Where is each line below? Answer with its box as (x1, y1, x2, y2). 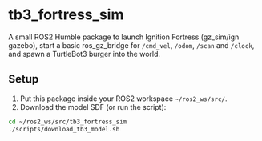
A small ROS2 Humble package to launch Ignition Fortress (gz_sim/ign (8, 32, 240, 42)
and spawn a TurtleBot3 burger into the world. (8, 49, 161, 58)
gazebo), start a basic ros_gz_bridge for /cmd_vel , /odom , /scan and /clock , (8, 40, 255, 50)
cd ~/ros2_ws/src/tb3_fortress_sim (8, 118, 127, 126)
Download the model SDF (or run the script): (19, 102, 167, 111)
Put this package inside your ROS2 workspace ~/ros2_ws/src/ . (19, 94, 228, 103)
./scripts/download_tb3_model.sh (8, 125, 120, 133)
